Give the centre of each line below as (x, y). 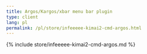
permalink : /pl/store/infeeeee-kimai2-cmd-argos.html (74, 28)
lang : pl (17, 22)
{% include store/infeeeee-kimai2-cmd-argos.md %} (71, 45)
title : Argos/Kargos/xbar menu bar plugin (59, 11)
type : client (22, 17)
